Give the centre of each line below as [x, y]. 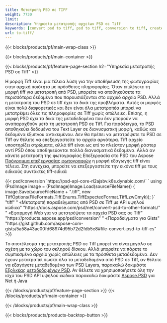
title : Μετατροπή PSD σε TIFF [37, 10]
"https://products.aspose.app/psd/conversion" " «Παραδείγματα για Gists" [83, 218]
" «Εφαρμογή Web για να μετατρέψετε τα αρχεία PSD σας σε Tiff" [74, 213]
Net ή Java [16, 281]
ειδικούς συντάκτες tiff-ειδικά [36, 171]
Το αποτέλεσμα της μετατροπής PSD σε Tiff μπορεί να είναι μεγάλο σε [79, 244]
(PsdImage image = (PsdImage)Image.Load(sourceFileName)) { [70, 186]
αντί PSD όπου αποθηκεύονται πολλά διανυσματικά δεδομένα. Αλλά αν [80, 150]
